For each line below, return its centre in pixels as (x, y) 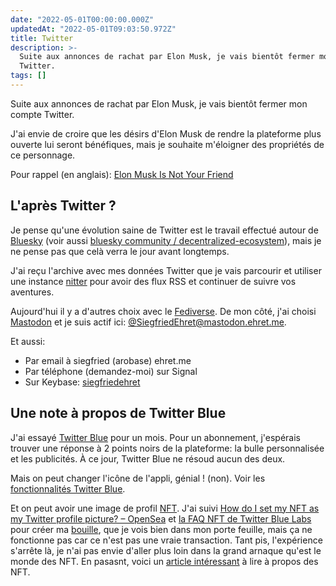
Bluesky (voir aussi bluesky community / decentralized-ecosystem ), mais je (166, 240)
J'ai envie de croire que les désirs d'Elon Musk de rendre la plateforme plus (166, 133)
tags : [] (28, 76)
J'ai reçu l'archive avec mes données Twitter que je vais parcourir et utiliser (166, 270)
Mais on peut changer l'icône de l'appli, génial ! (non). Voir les (138, 478)
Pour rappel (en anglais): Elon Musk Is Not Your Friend (122, 174)
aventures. (32, 292)
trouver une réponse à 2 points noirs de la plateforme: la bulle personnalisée (167, 448)
